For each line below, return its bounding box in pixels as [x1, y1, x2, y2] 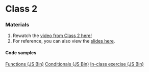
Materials [5, 21, 30, 28]
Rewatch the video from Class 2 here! [12, 32, 92, 39]
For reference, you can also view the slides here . [12, 38, 115, 44]
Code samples [5, 50, 37, 56]
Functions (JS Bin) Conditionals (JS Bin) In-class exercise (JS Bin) [5, 61, 144, 67]
